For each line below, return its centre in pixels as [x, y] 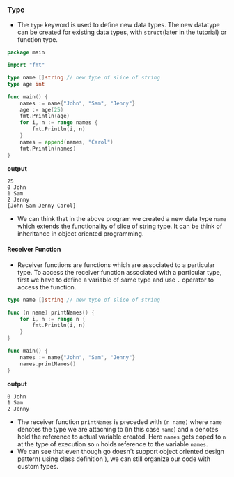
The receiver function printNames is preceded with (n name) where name [120, 422]
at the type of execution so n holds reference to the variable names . [112, 444]
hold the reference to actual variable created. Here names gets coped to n [122, 437]
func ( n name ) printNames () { [51, 312]
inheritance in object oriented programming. [80, 233]
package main [26, 53]
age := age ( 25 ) [42, 109]
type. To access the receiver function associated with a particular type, [119, 272]
